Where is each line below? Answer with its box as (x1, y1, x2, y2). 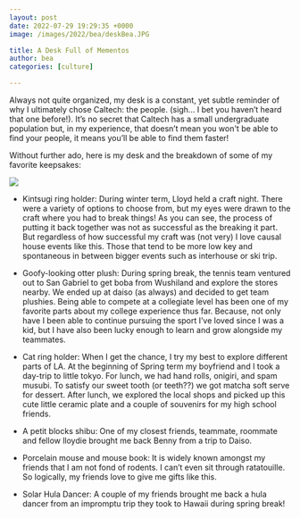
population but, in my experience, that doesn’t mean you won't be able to (9, 123, 279, 134)
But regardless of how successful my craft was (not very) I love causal (21, 231, 282, 242)
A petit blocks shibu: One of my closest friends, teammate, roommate (21, 426, 279, 436)
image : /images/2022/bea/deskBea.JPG (9, 29, 150, 38)
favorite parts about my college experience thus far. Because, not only (21, 305, 281, 316)
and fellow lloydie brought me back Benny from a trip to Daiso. (21, 435, 253, 446)
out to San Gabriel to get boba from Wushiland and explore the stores (21, 278, 279, 288)
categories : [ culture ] (9, 63, 94, 71)
